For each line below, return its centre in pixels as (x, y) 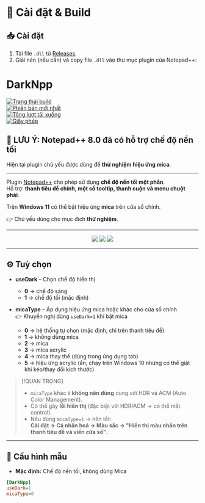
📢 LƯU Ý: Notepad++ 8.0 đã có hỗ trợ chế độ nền (100, 140)
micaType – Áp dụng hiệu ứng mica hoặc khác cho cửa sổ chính (96, 309)
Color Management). (56, 399)
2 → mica (36, 343)
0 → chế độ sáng (46, 291)
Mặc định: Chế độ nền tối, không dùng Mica (71, 471)
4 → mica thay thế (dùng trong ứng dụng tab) (81, 356)
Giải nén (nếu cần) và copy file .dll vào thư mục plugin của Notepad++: (106, 60)
